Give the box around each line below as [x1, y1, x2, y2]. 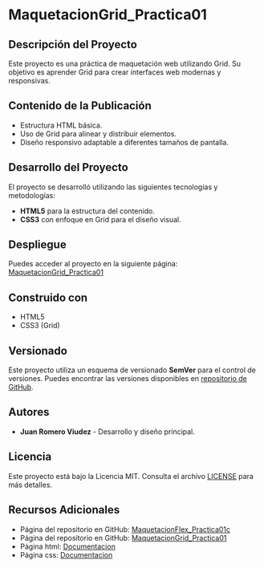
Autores [8, 405, 50, 419]
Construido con [8, 290, 88, 304]
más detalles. [8, 480, 53, 489]
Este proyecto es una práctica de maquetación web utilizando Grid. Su [8, 59, 242, 68]
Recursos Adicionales [8, 503, 120, 517]
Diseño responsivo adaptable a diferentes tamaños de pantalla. [19, 137, 229, 147]
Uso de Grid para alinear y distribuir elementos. [19, 128, 177, 138]
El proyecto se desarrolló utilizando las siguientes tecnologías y [8, 182, 218, 192]
